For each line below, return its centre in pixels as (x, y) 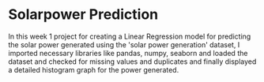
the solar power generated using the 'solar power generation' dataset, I (124, 44)
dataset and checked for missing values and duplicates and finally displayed (132, 61)
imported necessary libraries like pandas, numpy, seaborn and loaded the (128, 53)
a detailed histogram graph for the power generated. (94, 69)
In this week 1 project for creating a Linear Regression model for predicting (130, 36)
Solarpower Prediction (83, 15)
